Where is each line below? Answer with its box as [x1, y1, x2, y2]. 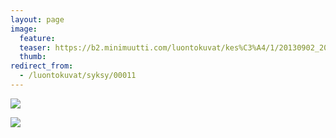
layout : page [10, 14, 65, 25]
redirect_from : [10, 61, 74, 71]
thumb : [19, 52, 47, 62]
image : [10, 24, 38, 34]
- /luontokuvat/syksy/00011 [19, 71, 137, 81]
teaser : [19, 42, 52, 53]
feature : [19, 33, 56, 43]
